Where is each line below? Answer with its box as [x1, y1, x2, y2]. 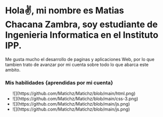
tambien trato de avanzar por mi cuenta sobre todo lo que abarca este [5, 61, 149, 67]
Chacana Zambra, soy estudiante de [5, 19, 158, 30]
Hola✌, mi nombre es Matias [5, 5, 124, 16]
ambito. [5, 66, 21, 73]
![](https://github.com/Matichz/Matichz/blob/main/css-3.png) [12, 96, 138, 102]
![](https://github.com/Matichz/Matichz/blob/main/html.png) [12, 91, 136, 97]
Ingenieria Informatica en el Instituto [5, 29, 159, 41]
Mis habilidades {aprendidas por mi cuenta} [5, 79, 113, 86]
